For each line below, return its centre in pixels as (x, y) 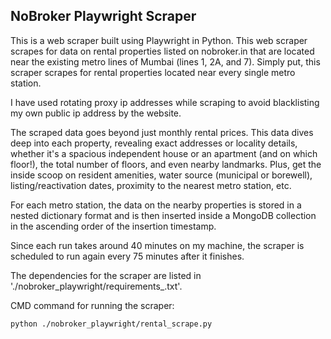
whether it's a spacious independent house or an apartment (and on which (164, 153)
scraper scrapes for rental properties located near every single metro (153, 72)
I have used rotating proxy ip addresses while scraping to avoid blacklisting (165, 102)
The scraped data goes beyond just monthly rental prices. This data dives (162, 132)
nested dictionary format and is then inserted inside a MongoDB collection (163, 215)
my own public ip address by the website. (96, 113)
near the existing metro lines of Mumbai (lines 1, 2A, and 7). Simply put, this (165, 61)
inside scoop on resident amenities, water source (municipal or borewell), (161, 175)
